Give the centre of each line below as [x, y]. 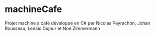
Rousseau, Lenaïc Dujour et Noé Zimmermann [52, 28]
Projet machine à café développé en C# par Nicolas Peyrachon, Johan [77, 23]
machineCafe [33, 9]
